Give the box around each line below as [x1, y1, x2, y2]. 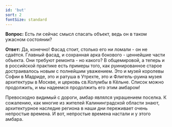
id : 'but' [5, 7, 27, 13]
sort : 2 [5, 12, 22, 17]
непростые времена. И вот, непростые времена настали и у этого [5, 111, 151, 117]
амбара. [5, 116, 24, 122]
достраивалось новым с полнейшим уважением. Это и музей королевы [5, 68, 164, 74]
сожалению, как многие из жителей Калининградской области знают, [5, 100, 160, 106]
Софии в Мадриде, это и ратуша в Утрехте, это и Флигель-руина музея [5, 74, 162, 80]
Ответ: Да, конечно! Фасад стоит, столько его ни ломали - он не [5, 47, 148, 53]
